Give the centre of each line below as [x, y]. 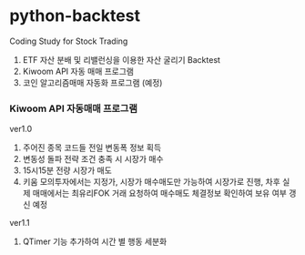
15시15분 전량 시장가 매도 [67, 170]
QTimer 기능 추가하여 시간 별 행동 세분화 [95, 241]
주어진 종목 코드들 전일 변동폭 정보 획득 [92, 148]
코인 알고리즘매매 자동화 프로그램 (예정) [92, 82]
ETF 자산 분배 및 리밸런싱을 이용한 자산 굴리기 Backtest [122, 59]
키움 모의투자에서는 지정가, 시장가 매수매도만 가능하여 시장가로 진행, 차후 [151, 182]
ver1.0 [21, 129]
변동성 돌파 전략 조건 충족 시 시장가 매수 [93, 159]
